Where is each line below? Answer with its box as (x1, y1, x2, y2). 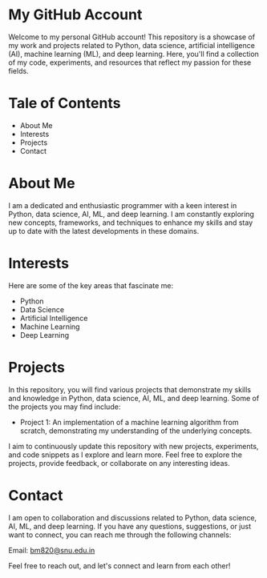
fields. (8, 66, 30, 75)
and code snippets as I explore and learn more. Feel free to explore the (8, 450, 243, 460)
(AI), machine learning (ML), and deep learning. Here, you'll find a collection (8, 49, 259, 58)
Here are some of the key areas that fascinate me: (8, 280, 174, 290)
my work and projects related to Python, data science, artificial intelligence (8, 40, 255, 50)
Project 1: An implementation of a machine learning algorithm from (19, 417, 239, 427)
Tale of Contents (8, 94, 121, 113)
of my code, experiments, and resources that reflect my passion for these (8, 58, 252, 67)
